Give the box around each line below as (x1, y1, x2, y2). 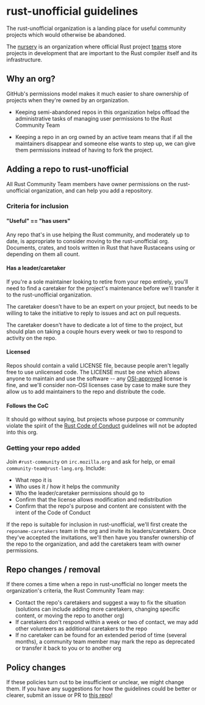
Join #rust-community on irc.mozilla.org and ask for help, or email (6, 458, 176, 465)
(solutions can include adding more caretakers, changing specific (15, 605, 180, 613)
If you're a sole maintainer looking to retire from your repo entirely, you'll (6, 277, 188, 285)
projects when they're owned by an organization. (6, 96, 129, 104)
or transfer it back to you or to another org (15, 644, 122, 652)
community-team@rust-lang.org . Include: (6, 464, 106, 472)
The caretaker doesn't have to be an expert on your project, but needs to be (6, 303, 198, 310)
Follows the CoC (6, 402, 49, 409)
